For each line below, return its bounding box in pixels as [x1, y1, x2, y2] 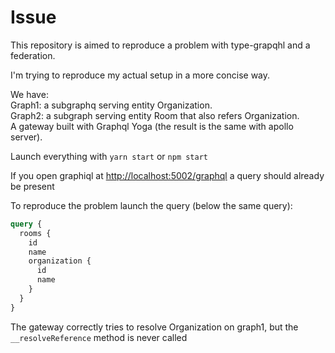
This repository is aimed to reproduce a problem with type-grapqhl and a [10, 39, 311, 51]
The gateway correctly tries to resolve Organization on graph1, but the [10, 321, 299, 333]
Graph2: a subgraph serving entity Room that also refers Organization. [10, 109, 300, 121]
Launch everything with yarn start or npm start [10, 150, 209, 162]
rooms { [19, 228, 52, 238]
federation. [10, 49, 56, 61]
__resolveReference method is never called [10, 331, 188, 343]
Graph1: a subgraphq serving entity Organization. [10, 99, 213, 111]
